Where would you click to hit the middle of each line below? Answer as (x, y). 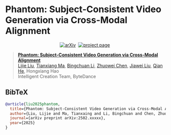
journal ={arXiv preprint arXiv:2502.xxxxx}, (58, 118)
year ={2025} (23, 123)
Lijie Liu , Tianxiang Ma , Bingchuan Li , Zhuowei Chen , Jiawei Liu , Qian (90, 65)
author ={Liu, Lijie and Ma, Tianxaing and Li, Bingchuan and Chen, (83, 113)
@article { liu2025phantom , (33, 104)
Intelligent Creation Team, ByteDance (57, 76)
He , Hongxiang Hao (38, 71)
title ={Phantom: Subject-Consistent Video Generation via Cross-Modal (86, 109)
